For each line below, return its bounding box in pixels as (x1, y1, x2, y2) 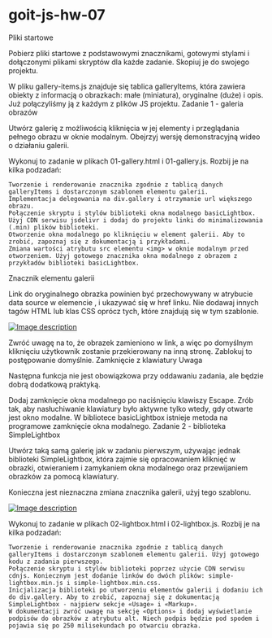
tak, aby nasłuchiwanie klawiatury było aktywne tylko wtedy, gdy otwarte (8, 404, 253, 413)
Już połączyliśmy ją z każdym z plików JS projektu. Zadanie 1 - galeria (8, 98, 244, 108)
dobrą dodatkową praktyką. (8, 379, 101, 389)
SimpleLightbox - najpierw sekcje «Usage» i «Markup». (8, 600, 198, 608)
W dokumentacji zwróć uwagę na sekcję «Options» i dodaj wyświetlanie (8, 607, 253, 615)
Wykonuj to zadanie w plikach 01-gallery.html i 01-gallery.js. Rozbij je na (8, 156, 249, 166)
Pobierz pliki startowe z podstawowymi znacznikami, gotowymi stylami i (8, 48, 250, 58)
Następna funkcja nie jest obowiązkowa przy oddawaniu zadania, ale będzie (8, 370, 264, 380)
